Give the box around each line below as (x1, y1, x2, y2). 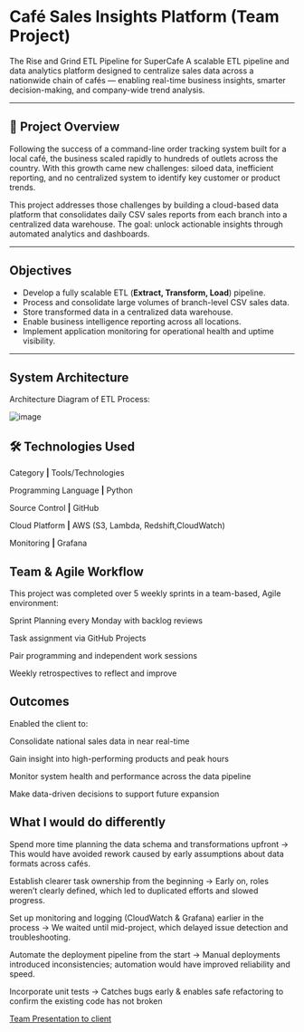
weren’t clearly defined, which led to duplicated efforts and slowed (9, 885, 259, 896)
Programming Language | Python (9, 485, 133, 496)
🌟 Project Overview (9, 120, 120, 135)
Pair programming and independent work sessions (9, 651, 197, 661)
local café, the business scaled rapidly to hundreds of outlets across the (9, 152, 279, 164)
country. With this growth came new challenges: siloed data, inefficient (9, 162, 274, 173)
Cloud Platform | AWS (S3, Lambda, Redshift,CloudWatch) (9, 520, 226, 531)
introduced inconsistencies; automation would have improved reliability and (9, 959, 291, 969)
